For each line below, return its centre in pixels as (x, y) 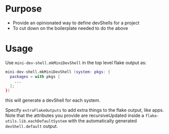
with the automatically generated (103, 121)
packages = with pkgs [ (35, 76)
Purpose (24, 9)
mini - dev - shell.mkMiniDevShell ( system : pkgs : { (58, 72)
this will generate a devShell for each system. (53, 100)
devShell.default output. (32, 126)
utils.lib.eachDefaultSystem (36, 121)
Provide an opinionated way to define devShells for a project (76, 23)
